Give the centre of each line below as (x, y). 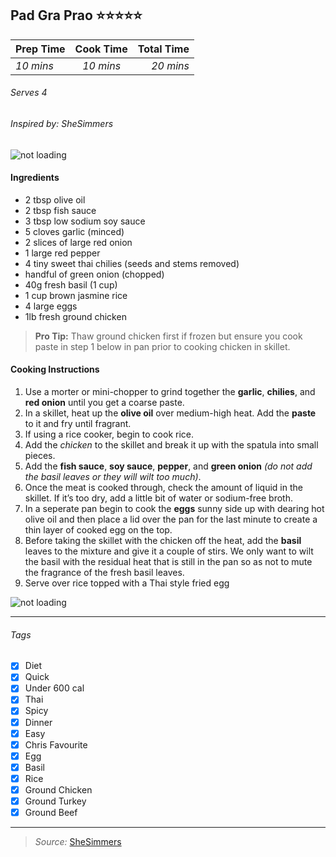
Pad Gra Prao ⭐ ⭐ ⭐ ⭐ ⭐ (76, 15)
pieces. (40, 456)
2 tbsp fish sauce (60, 210)
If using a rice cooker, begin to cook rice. (109, 434)
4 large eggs (51, 306)
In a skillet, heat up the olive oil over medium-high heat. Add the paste (170, 413)
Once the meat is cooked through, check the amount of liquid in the (163, 488)
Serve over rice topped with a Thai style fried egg (127, 583)
